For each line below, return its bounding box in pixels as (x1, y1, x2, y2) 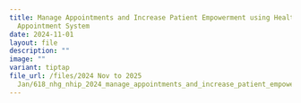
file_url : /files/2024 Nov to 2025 (9, 72, 142, 81)
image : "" (9, 55, 47, 64)
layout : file (9, 38, 58, 47)
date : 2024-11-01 (9, 30, 74, 39)
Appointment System (17, 21, 90, 30)
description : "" (9, 47, 70, 56)
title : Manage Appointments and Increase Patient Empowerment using (9, 13, 271, 22)
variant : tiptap (9, 64, 70, 73)
